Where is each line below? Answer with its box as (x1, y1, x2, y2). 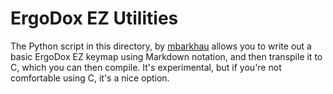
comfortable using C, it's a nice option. (10, 72, 170, 84)
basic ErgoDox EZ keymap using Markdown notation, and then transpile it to (10, 50, 323, 62)
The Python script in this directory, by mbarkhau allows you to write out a (10, 40, 312, 52)
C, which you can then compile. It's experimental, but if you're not (10, 61, 282, 73)
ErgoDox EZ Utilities (10, 7, 179, 30)
